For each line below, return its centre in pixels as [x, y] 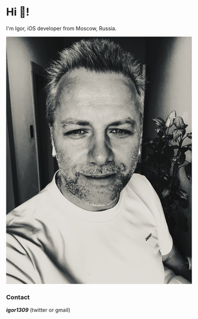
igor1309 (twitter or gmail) [38, 310]
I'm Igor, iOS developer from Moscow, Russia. [61, 28]
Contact [18, 297]
